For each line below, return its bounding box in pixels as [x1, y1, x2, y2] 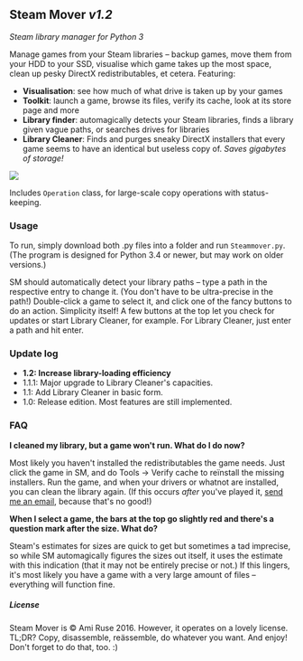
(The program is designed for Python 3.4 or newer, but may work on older [9, 250, 284, 260]
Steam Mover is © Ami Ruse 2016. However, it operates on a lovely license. [9, 622, 289, 633]
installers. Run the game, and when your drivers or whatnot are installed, [9, 477, 280, 487]
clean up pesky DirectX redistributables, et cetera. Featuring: [9, 68, 236, 79]
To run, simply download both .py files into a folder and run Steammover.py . [9, 240, 286, 251]
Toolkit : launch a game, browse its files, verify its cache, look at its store [22, 95, 291, 106]
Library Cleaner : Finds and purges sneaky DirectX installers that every [22, 133, 286, 144]
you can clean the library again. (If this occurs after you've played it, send [9, 486, 284, 496]
